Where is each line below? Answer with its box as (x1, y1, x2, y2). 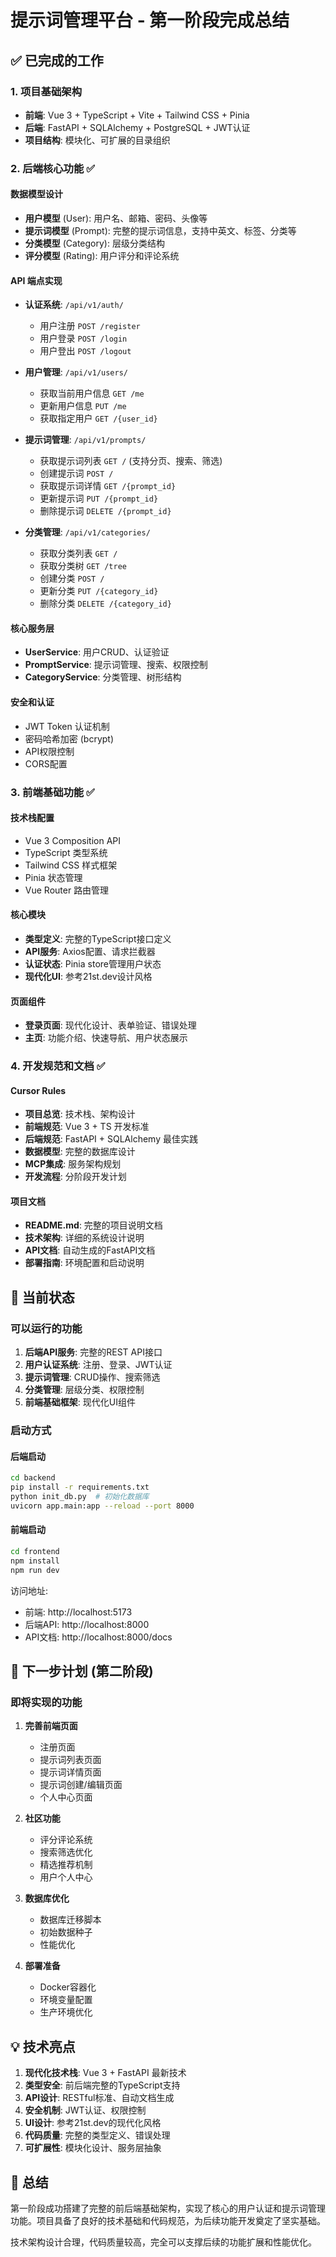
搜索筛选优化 (39, 1846, 93, 1858)
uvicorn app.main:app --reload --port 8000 (10, 1501, 195, 1511)
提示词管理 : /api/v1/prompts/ (24, 434, 147, 446)
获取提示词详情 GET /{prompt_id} (39, 480, 177, 492)
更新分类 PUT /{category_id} (39, 585, 159, 597)
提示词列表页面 (39, 1754, 102, 1766)
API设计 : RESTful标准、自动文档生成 (24, 2092, 175, 2104)
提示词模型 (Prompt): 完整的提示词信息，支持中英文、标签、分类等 (24, 225, 297, 236)
